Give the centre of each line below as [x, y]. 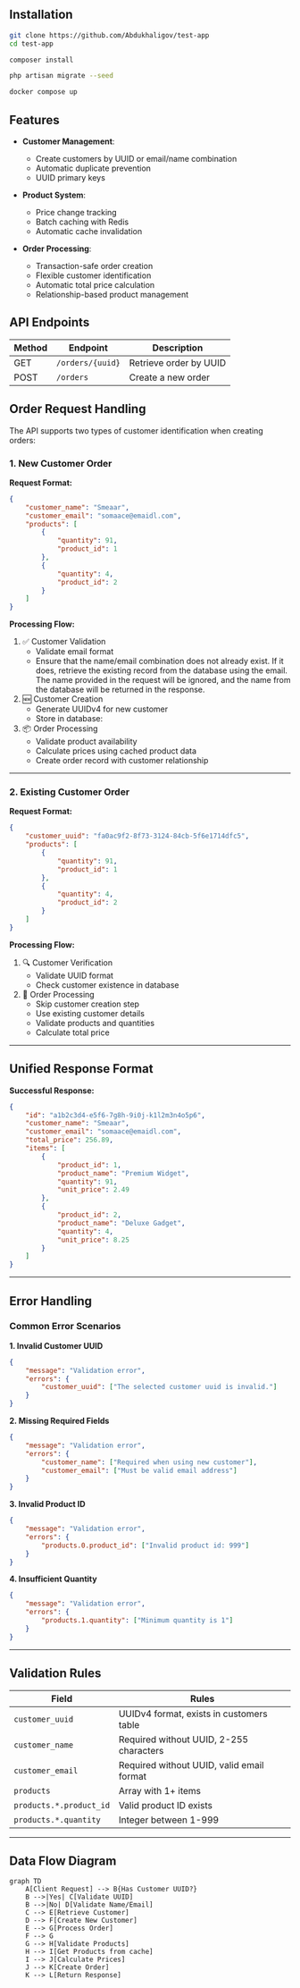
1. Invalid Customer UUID [56, 1345]
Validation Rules [55, 1674]
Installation [41, 15]
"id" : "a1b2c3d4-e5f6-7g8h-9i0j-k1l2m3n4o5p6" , [115, 1115]
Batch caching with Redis [82, 222]
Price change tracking [76, 212]
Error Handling [50, 1301]
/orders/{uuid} [88, 362]
